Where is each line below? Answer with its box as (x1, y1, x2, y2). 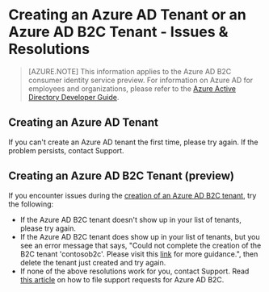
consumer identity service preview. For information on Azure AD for (27, 75, 254, 85)
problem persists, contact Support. (8, 145, 124, 155)
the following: (8, 199, 54, 209)
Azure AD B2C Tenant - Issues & (8, 23, 229, 41)
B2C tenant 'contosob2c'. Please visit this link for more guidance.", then (19, 248, 258, 259)
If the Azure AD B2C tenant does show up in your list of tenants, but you (19, 232, 260, 241)
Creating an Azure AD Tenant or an (8, 6, 246, 24)
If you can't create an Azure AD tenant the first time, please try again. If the (8, 137, 258, 147)
